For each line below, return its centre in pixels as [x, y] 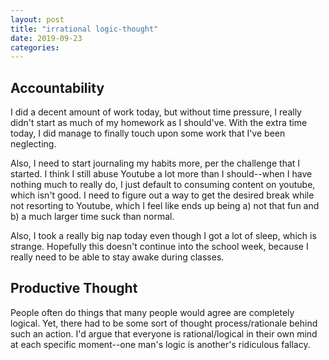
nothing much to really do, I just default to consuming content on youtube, [163, 185]
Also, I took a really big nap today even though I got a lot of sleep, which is [163, 236]
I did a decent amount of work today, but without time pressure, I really [156, 112]
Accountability [57, 87]
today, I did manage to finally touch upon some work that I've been [148, 133]
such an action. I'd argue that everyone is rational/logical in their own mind [164, 333]
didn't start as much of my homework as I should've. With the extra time [159, 123]
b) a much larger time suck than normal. [92, 217]
